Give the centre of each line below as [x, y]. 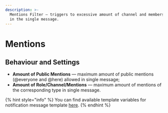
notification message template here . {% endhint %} [58, 105]
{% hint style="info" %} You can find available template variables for [76, 100]
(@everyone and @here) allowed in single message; [66, 79]
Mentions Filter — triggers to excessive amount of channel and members [87, 14]
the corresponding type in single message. [56, 90]
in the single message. [34, 19]
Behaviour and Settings [42, 62]
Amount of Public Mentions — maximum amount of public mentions [83, 74]
